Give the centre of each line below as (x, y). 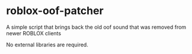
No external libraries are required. (47, 45)
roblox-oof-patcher (55, 11)
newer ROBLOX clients (33, 33)
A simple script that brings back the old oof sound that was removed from (96, 27)
